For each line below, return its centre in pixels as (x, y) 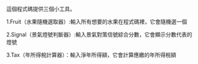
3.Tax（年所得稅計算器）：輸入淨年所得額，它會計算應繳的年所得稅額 (91, 55)
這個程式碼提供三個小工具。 (41, 9)
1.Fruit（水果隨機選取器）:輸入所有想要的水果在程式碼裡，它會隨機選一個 (97, 22)
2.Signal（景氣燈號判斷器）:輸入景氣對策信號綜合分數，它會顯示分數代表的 (99, 34)
